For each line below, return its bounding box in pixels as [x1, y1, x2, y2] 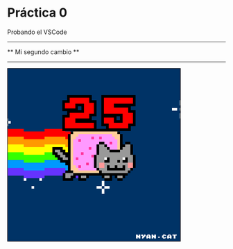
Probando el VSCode [7, 28, 67, 36]
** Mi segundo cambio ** [7, 47, 80, 56]
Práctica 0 [7, 5, 68, 21]
